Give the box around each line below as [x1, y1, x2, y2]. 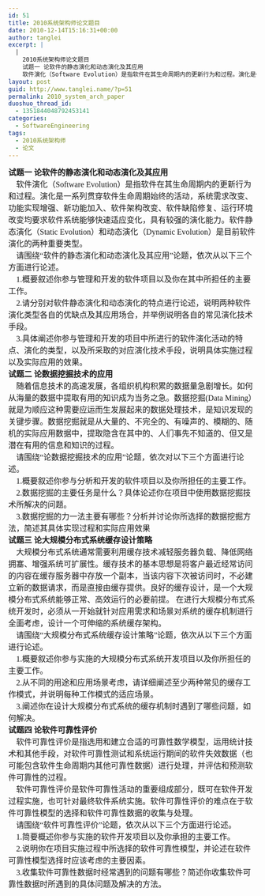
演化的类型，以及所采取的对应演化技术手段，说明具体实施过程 [24, 346, 254, 356]
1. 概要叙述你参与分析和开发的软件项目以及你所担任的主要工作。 [16, 476, 252, 486]
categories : [8, 115, 47, 123]
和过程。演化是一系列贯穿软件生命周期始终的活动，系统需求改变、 [8, 191, 254, 202]
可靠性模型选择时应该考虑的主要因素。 [8, 856, 151, 866]
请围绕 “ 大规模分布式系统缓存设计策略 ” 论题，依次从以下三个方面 [16, 630, 252, 641]
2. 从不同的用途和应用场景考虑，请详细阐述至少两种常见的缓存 [16, 678, 244, 688]
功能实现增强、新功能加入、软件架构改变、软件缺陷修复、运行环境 [8, 203, 254, 214]
